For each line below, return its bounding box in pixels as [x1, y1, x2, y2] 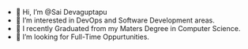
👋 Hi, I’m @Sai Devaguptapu [15, 8, 108, 16]
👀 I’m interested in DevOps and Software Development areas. [15, 16, 216, 25]
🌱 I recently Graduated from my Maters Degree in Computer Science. [15, 24, 241, 33]
